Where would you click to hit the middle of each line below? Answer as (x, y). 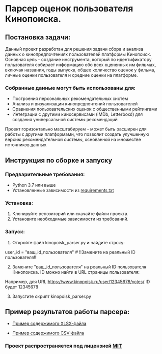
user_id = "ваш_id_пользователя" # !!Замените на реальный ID (70, 252)
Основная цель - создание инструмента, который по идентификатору (79, 59)
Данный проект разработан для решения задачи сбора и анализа (74, 49)
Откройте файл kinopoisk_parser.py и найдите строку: (68, 242)
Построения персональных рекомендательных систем (70, 98)
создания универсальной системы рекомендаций (65, 120)
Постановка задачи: (38, 37)
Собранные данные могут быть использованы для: (70, 88)
